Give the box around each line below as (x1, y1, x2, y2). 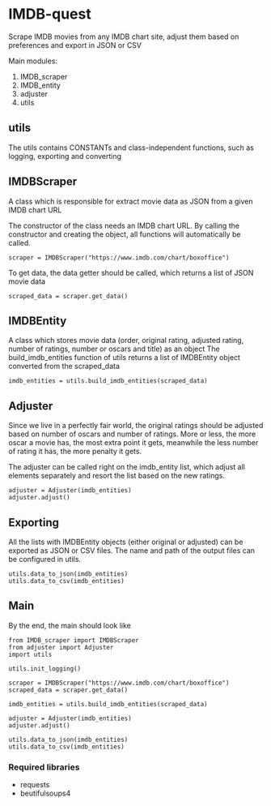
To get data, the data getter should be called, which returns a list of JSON (8, 268, 254, 277)
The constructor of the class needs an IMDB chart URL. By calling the (8, 221, 240, 230)
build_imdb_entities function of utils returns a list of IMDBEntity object (8, 353, 241, 362)
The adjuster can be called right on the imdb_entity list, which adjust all (8, 462, 245, 472)
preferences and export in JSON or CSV (8, 40, 142, 49)
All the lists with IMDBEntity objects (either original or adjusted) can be (8, 537, 243, 547)
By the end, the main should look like (8, 620, 131, 630)
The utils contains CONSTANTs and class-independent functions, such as (8, 143, 255, 152)
